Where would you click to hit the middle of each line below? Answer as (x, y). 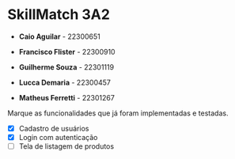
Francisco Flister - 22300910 (67, 51)
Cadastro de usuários (54, 128)
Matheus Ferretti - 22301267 (67, 97)
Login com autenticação (58, 137)
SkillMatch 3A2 (59, 15)
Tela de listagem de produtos (66, 146)
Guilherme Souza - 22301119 (66, 67)
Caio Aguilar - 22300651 (59, 36)
